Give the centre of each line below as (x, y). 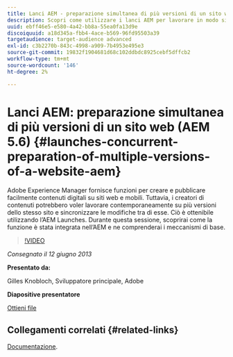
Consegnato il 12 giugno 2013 (50, 254)
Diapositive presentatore (44, 294)
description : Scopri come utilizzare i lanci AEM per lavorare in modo (113, 20)
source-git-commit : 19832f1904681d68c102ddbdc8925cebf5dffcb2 (99, 53)
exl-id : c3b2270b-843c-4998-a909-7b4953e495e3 (76, 46)
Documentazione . (32, 347)
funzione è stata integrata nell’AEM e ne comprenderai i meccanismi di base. (116, 227)
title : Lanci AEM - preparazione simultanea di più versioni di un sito (114, 14)
